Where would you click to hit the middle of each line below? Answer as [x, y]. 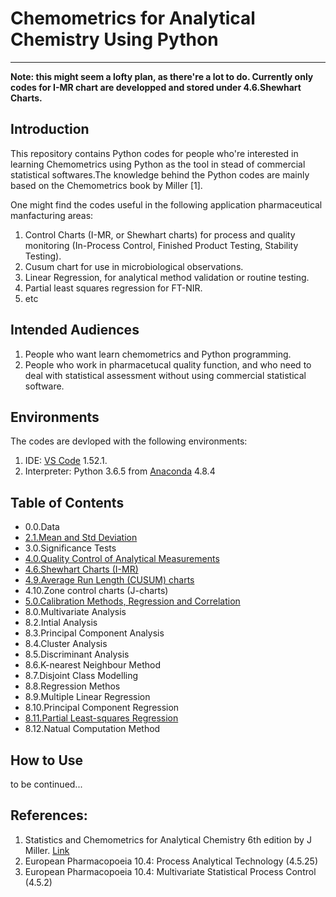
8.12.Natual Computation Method [92, 729]
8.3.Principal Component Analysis [94, 633]
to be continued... [46, 784]
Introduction [50, 129]
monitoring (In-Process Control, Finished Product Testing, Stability [161, 245]
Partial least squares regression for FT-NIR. [113, 288]
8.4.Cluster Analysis [66, 644]
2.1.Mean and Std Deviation [81, 538]
